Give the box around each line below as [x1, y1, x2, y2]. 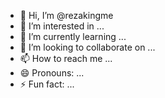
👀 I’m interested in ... [19, 20, 105, 32]
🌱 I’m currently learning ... [19, 31, 127, 42]
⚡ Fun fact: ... [19, 78, 75, 90]
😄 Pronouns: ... [19, 67, 85, 79]
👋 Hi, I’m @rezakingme [19, 10, 114, 21]
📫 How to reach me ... [19, 53, 113, 64]
